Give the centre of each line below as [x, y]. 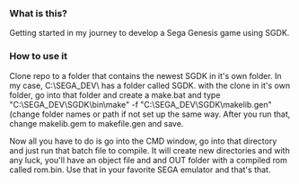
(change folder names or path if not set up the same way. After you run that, [150, 114]
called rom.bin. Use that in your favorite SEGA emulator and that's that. [140, 170]
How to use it [38, 57]
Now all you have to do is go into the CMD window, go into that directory [143, 141]
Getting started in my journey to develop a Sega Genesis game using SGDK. [149, 33]
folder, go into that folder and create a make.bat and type [115, 95]
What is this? [38, 13]
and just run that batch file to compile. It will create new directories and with [149, 150]
